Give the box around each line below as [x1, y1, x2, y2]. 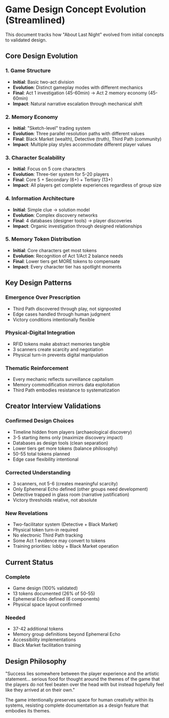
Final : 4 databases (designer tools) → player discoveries [12, 217, 132, 223]
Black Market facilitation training [12, 642, 81, 648]
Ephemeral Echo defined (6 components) [12, 596, 100, 602]
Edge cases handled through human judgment [12, 311, 111, 317]
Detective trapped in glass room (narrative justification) [12, 491, 130, 498]
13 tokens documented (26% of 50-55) [12, 590, 95, 597]
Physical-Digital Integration [5, 329, 75, 336]
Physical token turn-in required [12, 527, 78, 533]
